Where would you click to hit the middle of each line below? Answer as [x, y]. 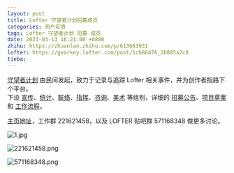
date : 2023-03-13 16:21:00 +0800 [56, 40]
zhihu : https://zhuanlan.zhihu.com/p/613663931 [78, 46]
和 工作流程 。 [27, 106]
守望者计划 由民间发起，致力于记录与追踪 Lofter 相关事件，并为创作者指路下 [116, 80]
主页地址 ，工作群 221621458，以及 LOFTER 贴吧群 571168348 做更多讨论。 [116, 121]
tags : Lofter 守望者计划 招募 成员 [54, 33]
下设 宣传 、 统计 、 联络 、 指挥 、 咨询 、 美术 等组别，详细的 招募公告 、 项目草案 [117, 97]
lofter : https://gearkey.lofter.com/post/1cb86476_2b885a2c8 [98, 53]
